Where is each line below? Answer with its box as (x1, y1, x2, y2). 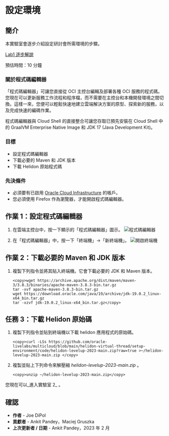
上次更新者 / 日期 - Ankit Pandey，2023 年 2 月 (12, 425, 110, 431)
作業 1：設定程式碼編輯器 (5, 212, 83, 221)
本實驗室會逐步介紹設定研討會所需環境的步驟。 (5, 41, 102, 46)
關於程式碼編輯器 (5, 76, 47, 83)
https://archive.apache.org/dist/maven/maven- (37, 278, 137, 283)
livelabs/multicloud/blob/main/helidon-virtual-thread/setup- (12, 344, 146, 349)
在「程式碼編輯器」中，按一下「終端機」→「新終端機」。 (12, 237, 130, 243)
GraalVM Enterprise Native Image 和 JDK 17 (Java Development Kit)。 (11, 124, 155, 130)
